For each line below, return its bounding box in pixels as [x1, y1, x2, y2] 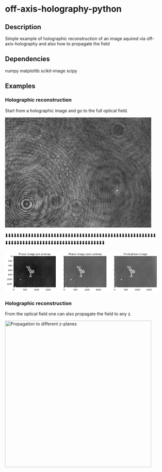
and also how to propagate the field [38, 41, 110, 47]
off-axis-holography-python [5, 3, 122, 15]
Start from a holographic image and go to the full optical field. [5, 108, 129, 113]
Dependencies [5, 55, 50, 63]
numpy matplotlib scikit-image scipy [5, 68, 78, 73]
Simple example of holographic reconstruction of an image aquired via [5, 36, 146, 41]
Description [5, 23, 41, 31]
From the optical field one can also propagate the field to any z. [5, 311, 132, 317]
